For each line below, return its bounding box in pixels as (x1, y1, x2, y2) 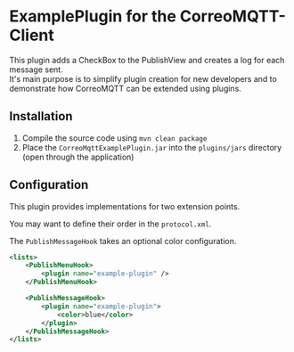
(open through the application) (21, 151, 135, 162)
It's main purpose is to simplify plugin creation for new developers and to (9, 73, 278, 84)
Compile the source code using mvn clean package (21, 132, 208, 143)
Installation (9, 109, 73, 124)
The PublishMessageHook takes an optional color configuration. (9, 235, 237, 246)
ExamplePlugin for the (9, 6, 176, 27)
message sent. (9, 64, 64, 75)
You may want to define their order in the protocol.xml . (9, 218, 212, 229)
